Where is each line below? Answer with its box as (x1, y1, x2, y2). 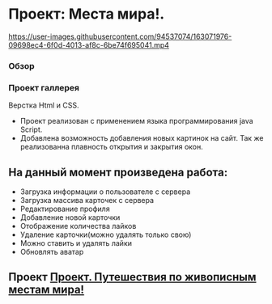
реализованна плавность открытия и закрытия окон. (19, 142, 204, 152)
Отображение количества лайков (19, 221, 137, 230)
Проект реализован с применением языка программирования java (19, 116, 253, 126)
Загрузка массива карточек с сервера (19, 195, 155, 205)
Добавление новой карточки (19, 212, 121, 222)
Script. (19, 125, 43, 134)
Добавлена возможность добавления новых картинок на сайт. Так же (19, 133, 264, 143)
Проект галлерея (8, 82, 79, 93)
